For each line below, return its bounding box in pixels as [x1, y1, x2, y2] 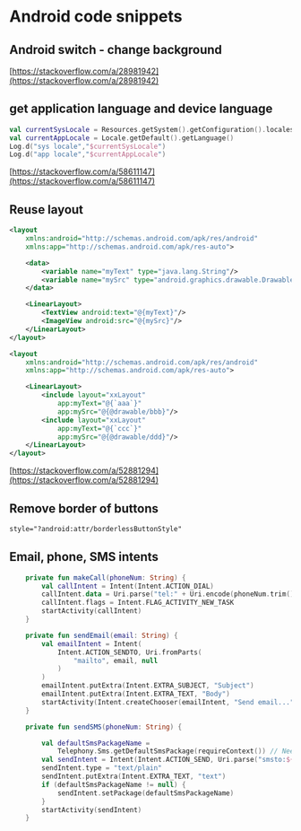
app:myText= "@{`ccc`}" [56, 424, 142, 433]
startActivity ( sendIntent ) [41, 805, 142, 814]
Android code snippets [9, 6, 183, 27]
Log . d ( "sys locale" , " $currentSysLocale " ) [9, 142, 167, 151]
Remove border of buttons [9, 501, 159, 516]
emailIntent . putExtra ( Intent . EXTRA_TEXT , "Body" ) [41, 689, 230, 698]
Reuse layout [9, 202, 83, 217]
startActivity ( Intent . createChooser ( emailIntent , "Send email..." [41, 697, 295, 706]
